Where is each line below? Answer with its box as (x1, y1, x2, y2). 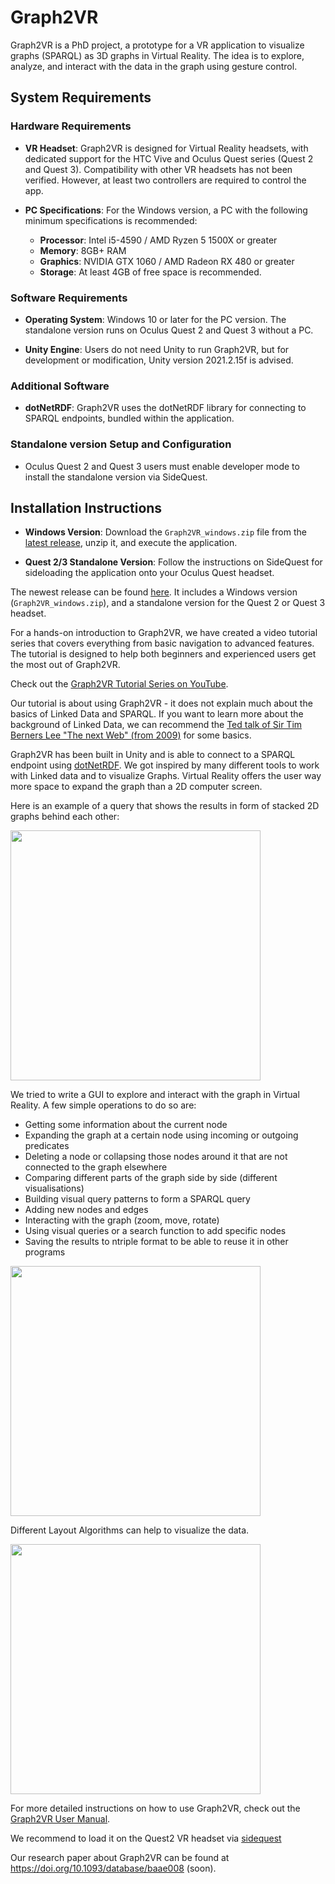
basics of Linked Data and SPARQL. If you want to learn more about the (10, 708, 304, 720)
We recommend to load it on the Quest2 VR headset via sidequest (10, 1832, 282, 1845)
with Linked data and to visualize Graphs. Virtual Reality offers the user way (10, 770, 322, 782)
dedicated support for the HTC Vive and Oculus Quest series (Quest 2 (24, 152, 314, 165)
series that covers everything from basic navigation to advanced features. (10, 637, 315, 650)
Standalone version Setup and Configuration (10, 437, 232, 451)
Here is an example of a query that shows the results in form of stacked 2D (10, 800, 320, 812)
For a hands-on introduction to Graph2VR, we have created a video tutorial (10, 627, 318, 639)
